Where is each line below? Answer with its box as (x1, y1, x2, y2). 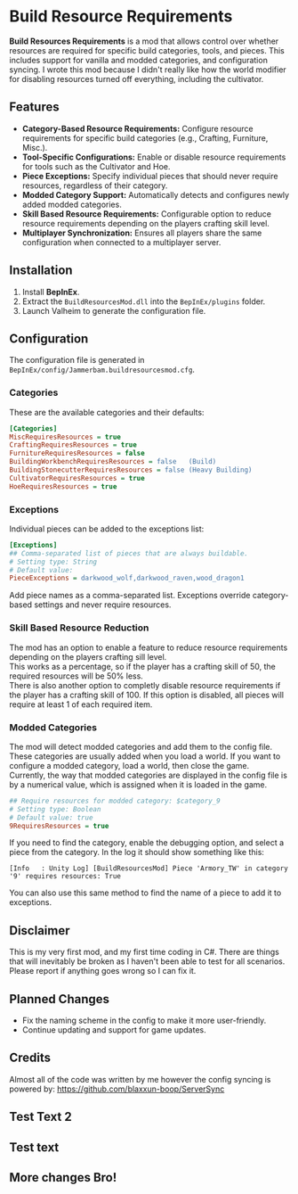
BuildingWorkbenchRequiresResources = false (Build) (9, 457, 217, 466)
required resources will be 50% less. (9, 671, 144, 681)
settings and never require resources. (34, 599, 172, 610)
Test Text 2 (9, 1109, 73, 1124)
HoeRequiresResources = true (9, 482, 117, 491)
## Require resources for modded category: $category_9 (9, 796, 221, 805)
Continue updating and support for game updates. (21, 1025, 206, 1035)
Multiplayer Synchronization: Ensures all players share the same (21, 227, 262, 238)
